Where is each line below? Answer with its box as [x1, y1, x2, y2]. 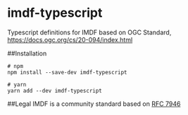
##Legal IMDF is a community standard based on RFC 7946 [7, 100, 181, 108]
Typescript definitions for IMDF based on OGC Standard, [7, 28, 172, 36]
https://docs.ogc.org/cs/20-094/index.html [7, 35, 133, 43]
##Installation [7, 49, 47, 57]
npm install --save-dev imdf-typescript [7, 69, 128, 76]
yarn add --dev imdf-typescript [7, 87, 102, 94]
